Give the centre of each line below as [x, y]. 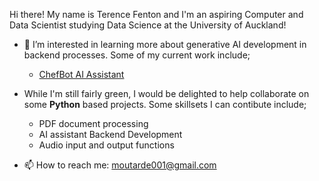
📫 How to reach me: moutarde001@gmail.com [120, 165]
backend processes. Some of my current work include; [137, 55]
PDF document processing [93, 123]
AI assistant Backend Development [110, 134]
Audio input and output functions [106, 145]
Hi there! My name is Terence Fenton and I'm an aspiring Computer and [156, 14]
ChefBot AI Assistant [81, 74]
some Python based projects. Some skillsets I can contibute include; [165, 104]
